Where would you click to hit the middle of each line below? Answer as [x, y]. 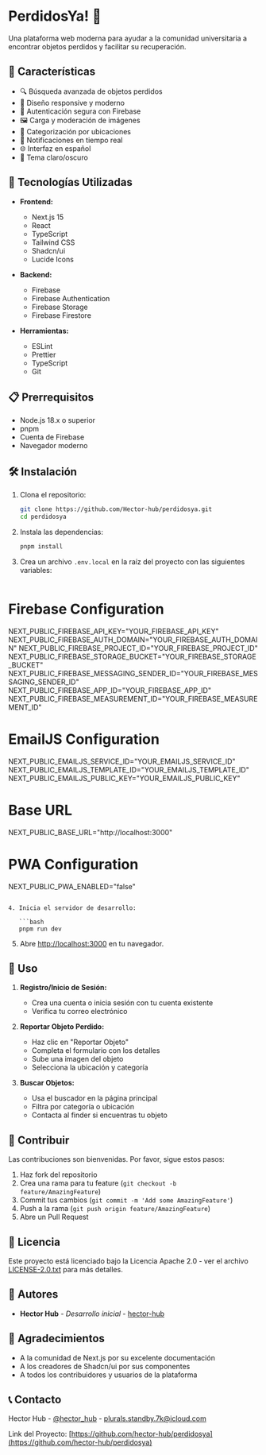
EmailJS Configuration [84, 739]
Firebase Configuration [86, 609]
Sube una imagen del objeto [77, 1059]
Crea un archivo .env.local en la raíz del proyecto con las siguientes [132, 561]
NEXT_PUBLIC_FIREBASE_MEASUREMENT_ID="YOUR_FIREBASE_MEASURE [133, 698]
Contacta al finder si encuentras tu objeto [100, 1115]
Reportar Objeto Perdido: [62, 1027]
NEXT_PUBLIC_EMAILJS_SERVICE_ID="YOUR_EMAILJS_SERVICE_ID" [122, 761]
